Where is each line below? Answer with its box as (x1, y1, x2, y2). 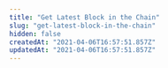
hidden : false (9, 29, 62, 38)
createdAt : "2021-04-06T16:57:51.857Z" (9, 37, 157, 47)
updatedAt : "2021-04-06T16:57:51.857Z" (9, 46, 157, 55)
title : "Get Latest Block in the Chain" (9, 12, 161, 22)
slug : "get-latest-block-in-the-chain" (9, 21, 157, 30)
